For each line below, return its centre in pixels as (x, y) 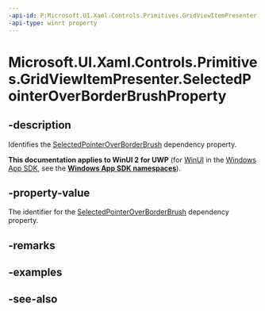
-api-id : (23, 15)
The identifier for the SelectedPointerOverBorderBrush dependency (119, 212)
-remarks (32, 246)
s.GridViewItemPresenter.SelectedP (130, 79)
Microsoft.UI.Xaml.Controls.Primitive (133, 62)
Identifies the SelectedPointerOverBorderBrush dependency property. (123, 144)
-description (40, 125)
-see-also (33, 299)
